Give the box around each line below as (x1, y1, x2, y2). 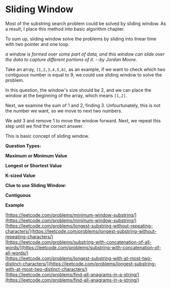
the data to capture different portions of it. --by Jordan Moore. (5, 56, 137, 62)
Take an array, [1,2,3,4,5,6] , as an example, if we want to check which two (5, 66, 166, 72)
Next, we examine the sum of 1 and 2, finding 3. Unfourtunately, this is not (5, 102, 161, 108)
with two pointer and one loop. (5, 41, 70, 47)
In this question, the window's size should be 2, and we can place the (5, 87, 152, 93)
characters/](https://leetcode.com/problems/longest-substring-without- (5, 228, 157, 234)
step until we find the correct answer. (5, 123, 84, 129)
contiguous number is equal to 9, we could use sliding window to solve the (5, 71, 162, 77)
